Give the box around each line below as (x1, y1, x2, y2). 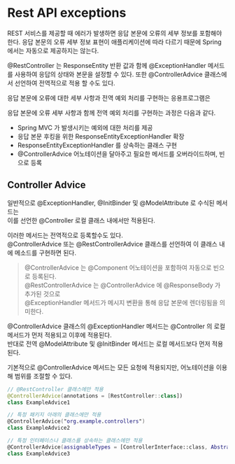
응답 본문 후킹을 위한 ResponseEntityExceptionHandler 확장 (17, 132, 185, 141)
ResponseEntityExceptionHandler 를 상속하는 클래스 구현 (17, 141, 177, 149)
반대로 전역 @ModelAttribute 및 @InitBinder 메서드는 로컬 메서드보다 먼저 (7, 339, 211, 348)
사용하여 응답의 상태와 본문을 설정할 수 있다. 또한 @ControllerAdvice (14, 70, 203, 78)
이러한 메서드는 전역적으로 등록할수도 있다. (7, 231, 124, 239)
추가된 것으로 (24, 289, 61, 298)
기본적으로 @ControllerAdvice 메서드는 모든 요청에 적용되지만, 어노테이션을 (7, 363, 215, 372)
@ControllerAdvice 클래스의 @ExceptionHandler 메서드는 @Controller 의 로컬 (7, 322, 226, 330)
